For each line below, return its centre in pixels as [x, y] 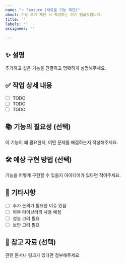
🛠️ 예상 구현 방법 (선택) [39, 160]
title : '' [16, 19]
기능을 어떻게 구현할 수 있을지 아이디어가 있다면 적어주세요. [63, 175]
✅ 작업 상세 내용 [29, 86]
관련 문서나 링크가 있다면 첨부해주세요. [43, 255]
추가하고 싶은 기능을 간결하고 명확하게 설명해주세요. [56, 68]
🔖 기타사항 [21, 192]
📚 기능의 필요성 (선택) [38, 127]
